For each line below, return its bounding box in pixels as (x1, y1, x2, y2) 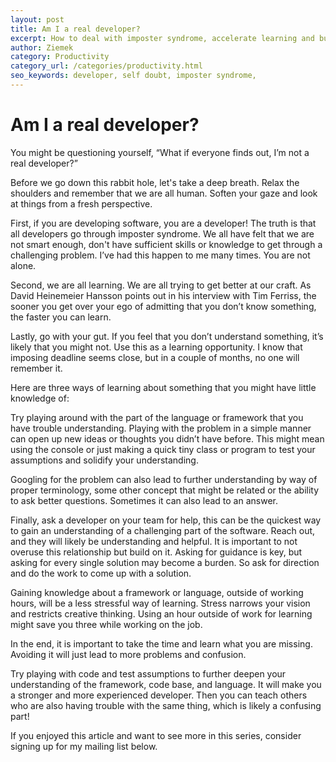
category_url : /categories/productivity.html (10, 61, 203, 71)
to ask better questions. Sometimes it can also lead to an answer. (10, 494, 279, 506)
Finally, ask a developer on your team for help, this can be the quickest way (10, 514, 322, 526)
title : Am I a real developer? (10, 24, 141, 34)
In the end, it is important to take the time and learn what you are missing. (10, 637, 313, 650)
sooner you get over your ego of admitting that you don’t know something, (10, 300, 317, 312)
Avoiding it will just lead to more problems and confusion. (10, 648, 247, 660)
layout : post (10, 14, 65, 25)
